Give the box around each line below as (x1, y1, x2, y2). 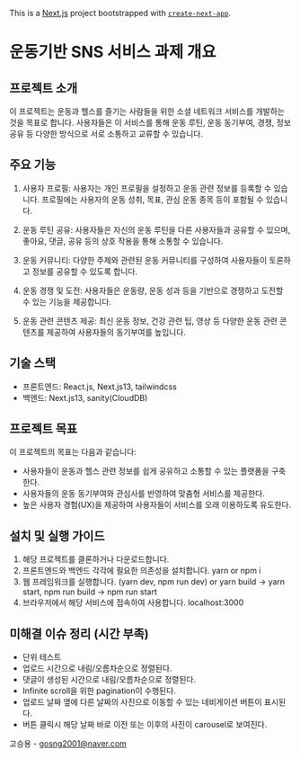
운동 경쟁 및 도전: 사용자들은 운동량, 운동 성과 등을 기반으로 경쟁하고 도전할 (22, 285, 284, 296)
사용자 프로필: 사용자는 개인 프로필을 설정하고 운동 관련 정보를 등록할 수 (22, 183, 272, 193)
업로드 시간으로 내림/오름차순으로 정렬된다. (22, 663, 172, 673)
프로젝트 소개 (9, 80, 78, 95)
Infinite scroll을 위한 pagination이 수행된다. (22, 685, 177, 696)
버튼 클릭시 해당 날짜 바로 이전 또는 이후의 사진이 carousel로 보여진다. (22, 719, 268, 730)
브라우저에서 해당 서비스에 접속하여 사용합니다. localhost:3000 (22, 597, 244, 608)
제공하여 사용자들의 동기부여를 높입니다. (46, 326, 187, 337)
